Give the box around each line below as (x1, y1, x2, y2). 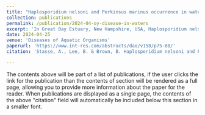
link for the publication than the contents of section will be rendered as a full (6, 77, 198, 84)
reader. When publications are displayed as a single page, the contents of (6, 89, 192, 97)
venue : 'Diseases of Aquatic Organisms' (6, 37, 111, 43)
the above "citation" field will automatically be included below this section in (6, 96, 198, 103)
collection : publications (6, 15, 72, 21)
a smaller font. (6, 103, 43, 110)
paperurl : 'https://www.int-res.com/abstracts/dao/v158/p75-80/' (6, 43, 176, 49)
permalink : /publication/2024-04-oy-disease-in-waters (6, 20, 149, 26)
